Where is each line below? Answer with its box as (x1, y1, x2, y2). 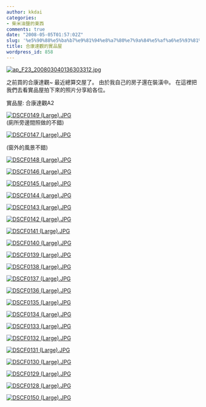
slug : (6, 37, 20, 44)
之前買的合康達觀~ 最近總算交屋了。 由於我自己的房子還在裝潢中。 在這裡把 (6, 78, 197, 86)
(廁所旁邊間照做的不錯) (6, 118, 64, 126)
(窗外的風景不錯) (6, 144, 48, 151)
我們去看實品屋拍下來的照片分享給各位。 (6, 86, 109, 93)
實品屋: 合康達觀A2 (6, 99, 55, 106)
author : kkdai (6, 9, 43, 15)
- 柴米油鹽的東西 (6, 20, 44, 26)
